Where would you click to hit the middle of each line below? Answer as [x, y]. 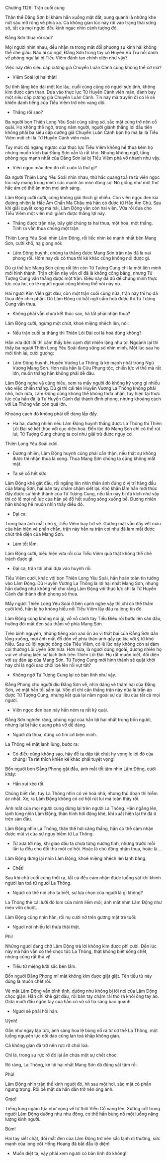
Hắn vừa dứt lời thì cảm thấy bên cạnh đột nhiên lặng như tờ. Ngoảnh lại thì [82, 343]
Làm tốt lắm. [25, 544]
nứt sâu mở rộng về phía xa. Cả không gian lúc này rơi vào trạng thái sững [81, 23]
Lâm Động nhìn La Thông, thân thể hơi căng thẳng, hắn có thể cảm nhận [79, 828]
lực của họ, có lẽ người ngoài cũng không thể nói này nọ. [63, 284]
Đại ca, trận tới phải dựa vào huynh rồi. [52, 568]
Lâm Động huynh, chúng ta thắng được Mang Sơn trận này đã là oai [82, 253]
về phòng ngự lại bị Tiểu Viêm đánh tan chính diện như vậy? [66, 58]
